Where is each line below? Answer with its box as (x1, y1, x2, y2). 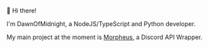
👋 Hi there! (6, 7, 37, 14)
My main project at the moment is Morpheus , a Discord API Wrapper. (6, 33, 203, 41)
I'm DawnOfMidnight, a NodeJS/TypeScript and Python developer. (6, 20, 196, 27)
